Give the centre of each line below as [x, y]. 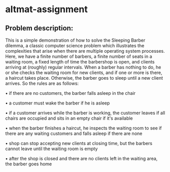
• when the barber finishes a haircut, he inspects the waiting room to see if [83, 128]
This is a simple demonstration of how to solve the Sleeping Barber [75, 40]
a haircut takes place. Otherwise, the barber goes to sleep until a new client [84, 78]
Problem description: [39, 28]
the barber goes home [29, 164]
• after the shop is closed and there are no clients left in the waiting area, [81, 159]
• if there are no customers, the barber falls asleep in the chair [71, 93]
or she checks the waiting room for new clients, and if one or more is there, [84, 73]
